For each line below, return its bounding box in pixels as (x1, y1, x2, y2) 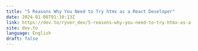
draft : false (6, 36, 38, 42)
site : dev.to (6, 25, 38, 31)
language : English (6, 30, 51, 36)
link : (6, 19, 19, 25)
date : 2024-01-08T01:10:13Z (6, 14, 75, 20)
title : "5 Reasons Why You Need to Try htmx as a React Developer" (6, 8, 176, 15)
